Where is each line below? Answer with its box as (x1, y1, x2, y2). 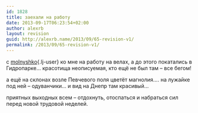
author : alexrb (6, 25, 44, 32)
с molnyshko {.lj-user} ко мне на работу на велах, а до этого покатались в (6, 58, 192, 65)
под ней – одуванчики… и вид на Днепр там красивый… (6, 82, 149, 89)
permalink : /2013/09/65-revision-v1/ (6, 42, 100, 48)
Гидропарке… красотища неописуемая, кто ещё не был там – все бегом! (6, 64, 192, 71)
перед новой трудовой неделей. (6, 100, 88, 107)
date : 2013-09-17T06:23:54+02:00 (6, 20, 89, 26)
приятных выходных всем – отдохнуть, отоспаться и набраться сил (6, 93, 178, 101)
